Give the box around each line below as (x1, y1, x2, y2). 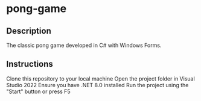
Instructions (6, 59, 53, 69)
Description (6, 26, 51, 36)
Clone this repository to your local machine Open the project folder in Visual (6, 75, 195, 82)
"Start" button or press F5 (6, 88, 71, 95)
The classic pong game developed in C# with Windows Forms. (6, 41, 162, 49)
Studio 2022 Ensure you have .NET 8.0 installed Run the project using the (6, 81, 189, 88)
